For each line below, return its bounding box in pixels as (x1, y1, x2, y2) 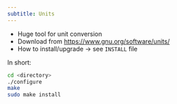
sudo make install (7, 91, 61, 98)
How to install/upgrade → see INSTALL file (17, 44, 138, 53)
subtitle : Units (7, 10, 55, 18)
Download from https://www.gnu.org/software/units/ (17, 37, 170, 46)
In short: (7, 58, 32, 67)
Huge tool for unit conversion (17, 30, 103, 38)
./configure (7, 78, 42, 85)
